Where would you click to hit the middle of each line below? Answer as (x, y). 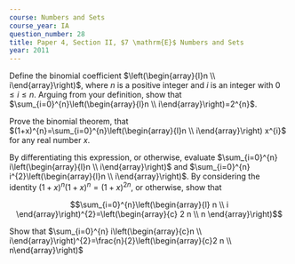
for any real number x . (50, 140)
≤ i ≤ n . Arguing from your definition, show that (96, 95)
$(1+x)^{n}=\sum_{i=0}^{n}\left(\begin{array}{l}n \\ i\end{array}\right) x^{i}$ (148, 131)
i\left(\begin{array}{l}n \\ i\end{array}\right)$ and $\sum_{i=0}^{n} (130, 167)
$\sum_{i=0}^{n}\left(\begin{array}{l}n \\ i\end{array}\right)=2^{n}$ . (133, 104)
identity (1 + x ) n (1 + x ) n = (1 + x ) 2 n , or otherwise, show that (116, 186)
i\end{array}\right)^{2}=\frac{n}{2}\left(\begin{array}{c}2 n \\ (121, 240)
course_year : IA (39, 26)
